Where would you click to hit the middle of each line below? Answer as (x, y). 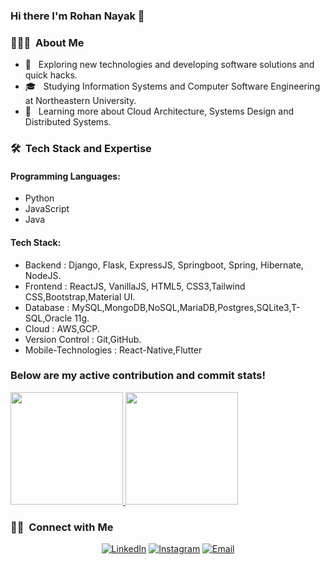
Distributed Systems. (68, 122)
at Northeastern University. (80, 101)
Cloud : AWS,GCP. (62, 328)
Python (39, 198)
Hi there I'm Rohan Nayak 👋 (77, 16)
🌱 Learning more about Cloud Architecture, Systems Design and (159, 111)
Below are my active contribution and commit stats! (138, 376)
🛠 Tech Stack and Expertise (81, 149)
